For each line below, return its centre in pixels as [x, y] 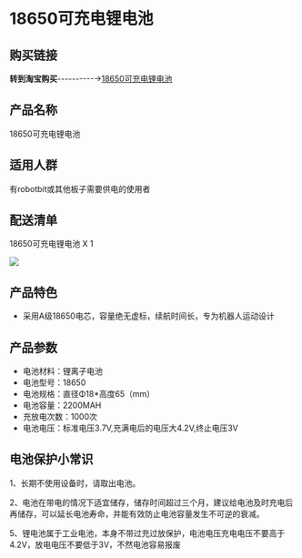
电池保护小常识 [51, 459]
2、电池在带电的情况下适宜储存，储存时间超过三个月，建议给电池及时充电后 [151, 502]
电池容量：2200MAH [62, 405]
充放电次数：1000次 [60, 417]
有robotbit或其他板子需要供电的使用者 [80, 188]
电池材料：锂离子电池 [62, 371]
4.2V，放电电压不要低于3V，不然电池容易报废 [96, 544]
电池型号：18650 [54, 382]
